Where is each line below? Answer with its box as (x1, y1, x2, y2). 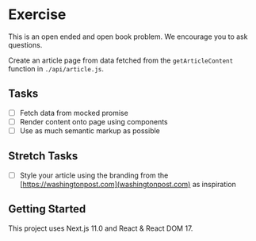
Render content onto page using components (19, 117, 168, 126)
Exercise (8, 6, 67, 24)
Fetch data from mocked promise (19, 108, 128, 117)
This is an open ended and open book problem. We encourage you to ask (8, 32, 248, 41)
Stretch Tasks (8, 149, 78, 163)
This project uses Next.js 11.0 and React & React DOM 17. (8, 224, 193, 233)
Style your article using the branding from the (19, 170, 169, 180)
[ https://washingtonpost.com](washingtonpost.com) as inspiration (19, 179, 236, 189)
